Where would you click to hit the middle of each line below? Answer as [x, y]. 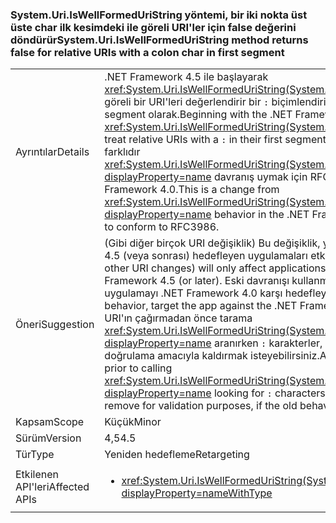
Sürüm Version [48, 438]
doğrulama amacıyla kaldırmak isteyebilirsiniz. [212, 356]
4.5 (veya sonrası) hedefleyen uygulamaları [206, 256]
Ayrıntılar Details [52, 152]
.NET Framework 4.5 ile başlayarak [186, 77]
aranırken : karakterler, [268, 343]
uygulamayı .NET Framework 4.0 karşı [193, 293]
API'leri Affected [52, 487]
